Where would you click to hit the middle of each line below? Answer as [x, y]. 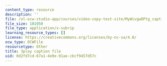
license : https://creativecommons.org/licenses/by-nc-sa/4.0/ [71, 38]
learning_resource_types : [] [35, 33]
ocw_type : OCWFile [24, 42]
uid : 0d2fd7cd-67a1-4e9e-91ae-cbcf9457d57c [51, 56]
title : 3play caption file [33, 51]
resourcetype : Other [27, 47]
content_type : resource [30, 10]
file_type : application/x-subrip [40, 28]
